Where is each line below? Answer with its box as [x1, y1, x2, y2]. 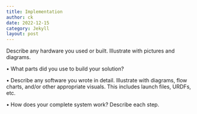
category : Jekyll [6, 25, 50, 32]
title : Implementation [6, 8, 63, 15]
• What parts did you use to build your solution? [6, 65, 125, 72]
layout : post [6, 31, 39, 37]
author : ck [6, 14, 34, 20]
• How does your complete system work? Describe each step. [6, 101, 160, 108]
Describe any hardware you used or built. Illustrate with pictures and [6, 47, 175, 54]
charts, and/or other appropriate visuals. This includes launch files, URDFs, [6, 83, 192, 90]
